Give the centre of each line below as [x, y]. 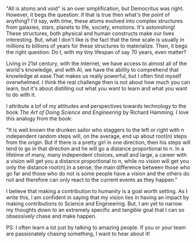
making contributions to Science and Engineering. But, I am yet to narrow [94, 204]
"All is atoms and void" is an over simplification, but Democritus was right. [95, 9]
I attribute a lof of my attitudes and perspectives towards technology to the [96, 106]
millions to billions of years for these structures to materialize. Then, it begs [97, 46]
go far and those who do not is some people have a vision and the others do [98, 173]
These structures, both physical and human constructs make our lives [90, 33]
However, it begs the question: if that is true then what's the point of [88, 15]
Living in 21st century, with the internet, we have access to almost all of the [97, 63]
